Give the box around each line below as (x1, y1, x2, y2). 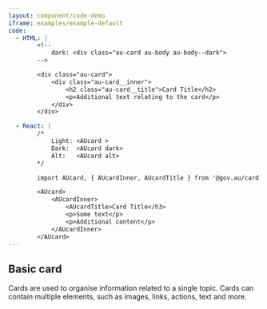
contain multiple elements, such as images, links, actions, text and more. (8, 292, 248, 302)
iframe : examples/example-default (8, 19, 124, 27)
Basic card (8, 262, 62, 275)
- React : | (15, 122, 52, 130)
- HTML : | (15, 34, 48, 42)
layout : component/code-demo (8, 11, 106, 20)
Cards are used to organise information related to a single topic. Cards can (8, 283, 254, 293)
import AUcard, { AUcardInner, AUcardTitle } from (37, 173, 209, 182)
